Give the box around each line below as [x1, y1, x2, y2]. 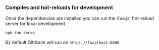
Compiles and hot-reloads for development [5, 4, 114, 11]
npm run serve [5, 30, 35, 35]
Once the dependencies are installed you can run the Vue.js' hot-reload [5, 15, 154, 21]
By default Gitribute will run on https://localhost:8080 [5, 39, 120, 45]
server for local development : [5, 20, 68, 26]
